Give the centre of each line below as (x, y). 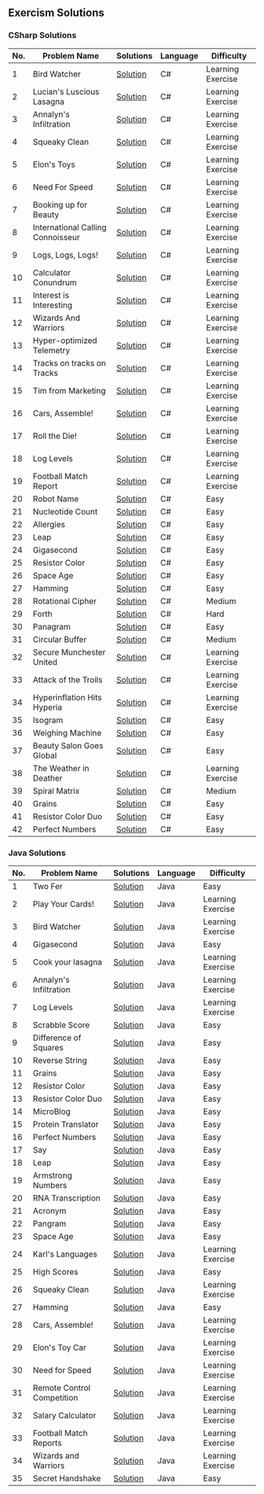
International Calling (70, 227)
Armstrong (52, 1175)
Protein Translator (66, 1124)
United (45, 662)
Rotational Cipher (64, 601)
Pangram (49, 1223)
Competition (55, 1397)
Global (45, 755)
